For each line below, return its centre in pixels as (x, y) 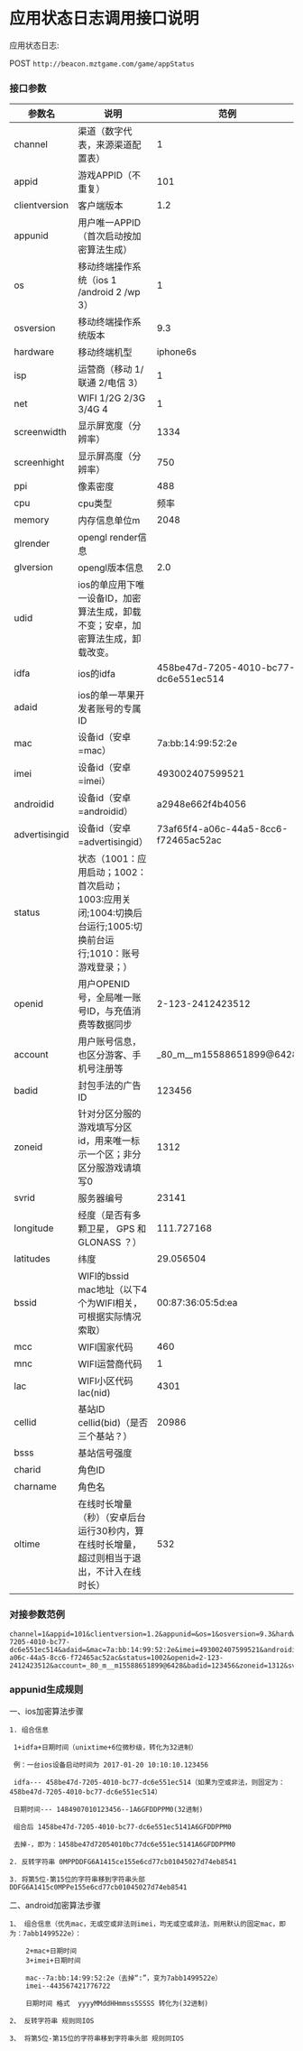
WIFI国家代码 (106, 1347)
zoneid (28, 1147)
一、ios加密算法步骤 (46, 1711)
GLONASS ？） (110, 1243)
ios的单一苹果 (107, 696)
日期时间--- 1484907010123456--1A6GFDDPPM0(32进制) (108, 1809)
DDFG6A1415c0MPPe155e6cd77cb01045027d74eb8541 (98, 1887)
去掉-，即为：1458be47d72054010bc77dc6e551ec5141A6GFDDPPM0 (124, 1844)
